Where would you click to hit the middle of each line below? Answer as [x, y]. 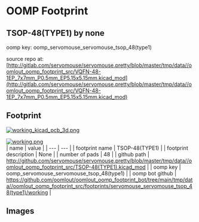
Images [20, 211]
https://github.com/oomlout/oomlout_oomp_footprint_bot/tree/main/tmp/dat [99, 180]
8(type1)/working [27, 192]
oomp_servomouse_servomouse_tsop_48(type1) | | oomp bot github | [91, 173]
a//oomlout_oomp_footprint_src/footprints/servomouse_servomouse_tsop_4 [99, 186]
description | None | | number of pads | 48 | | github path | [78, 154]
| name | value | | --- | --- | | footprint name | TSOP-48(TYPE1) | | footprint [97, 148]
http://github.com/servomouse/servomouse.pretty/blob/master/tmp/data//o [99, 161]
